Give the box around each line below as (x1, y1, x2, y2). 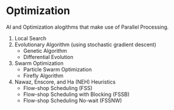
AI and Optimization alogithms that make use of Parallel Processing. (6, 23, 169, 30)
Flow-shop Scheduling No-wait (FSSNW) (23, 97, 123, 104)
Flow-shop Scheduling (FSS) (23, 84, 93, 91)
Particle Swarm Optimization (23, 66, 92, 73)
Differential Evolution (23, 53, 74, 60)
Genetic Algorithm (23, 47, 67, 54)
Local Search (14, 35, 47, 42)
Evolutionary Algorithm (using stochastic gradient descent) (14, 41, 156, 48)
